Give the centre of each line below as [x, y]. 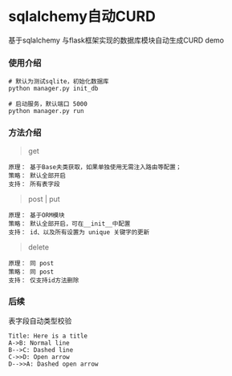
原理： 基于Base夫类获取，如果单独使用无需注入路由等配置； [95, 167]
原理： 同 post [31, 263]
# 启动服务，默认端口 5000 [48, 104]
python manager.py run [46, 111]
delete [39, 247]
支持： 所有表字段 [34, 184]
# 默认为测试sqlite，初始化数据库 [59, 82]
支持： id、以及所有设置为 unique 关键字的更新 [79, 232]
